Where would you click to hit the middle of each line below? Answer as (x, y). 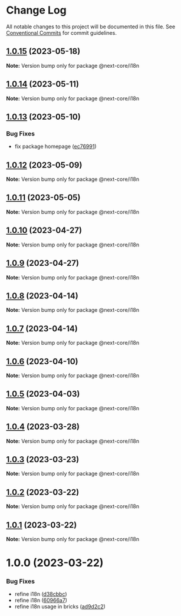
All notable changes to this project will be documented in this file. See (91, 27)
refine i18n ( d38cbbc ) (41, 594)
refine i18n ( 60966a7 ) (41, 600)
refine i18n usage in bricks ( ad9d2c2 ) (60, 607)
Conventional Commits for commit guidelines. (61, 32)
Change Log (36, 10)
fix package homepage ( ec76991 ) (55, 146)
